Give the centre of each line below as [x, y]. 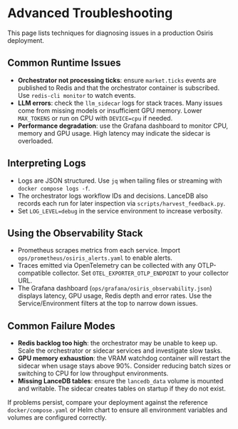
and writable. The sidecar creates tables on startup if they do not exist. [121, 389]
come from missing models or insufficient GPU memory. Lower [110, 110]
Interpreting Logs [47, 163]
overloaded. [35, 141]
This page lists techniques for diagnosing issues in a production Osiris [110, 33]
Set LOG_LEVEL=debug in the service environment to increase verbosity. [120, 211]
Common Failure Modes [61, 326]
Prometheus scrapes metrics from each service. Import [99, 251]
